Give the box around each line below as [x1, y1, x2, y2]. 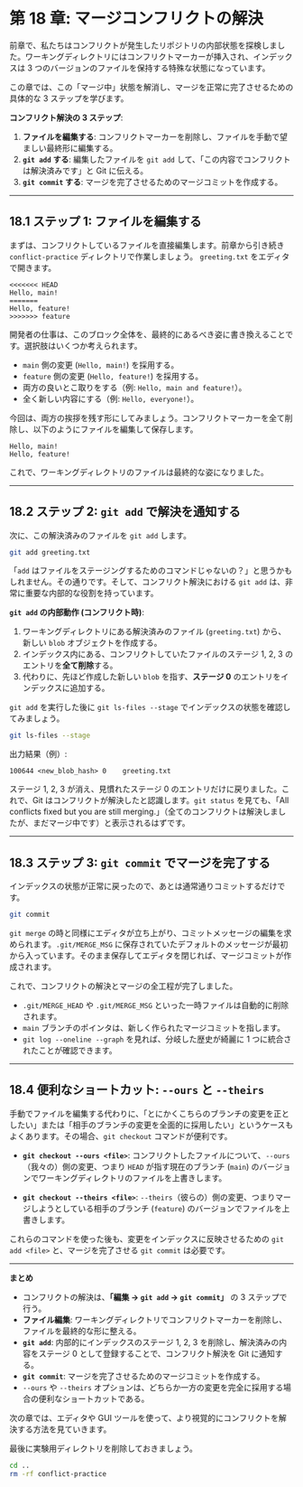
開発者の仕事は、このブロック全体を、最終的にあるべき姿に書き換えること [9, 329, 286, 340]
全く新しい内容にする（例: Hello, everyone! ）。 [22, 393, 199, 404]
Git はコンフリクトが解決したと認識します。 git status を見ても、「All [32, 795, 289, 806]
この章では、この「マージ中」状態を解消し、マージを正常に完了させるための [9, 81, 294, 92]
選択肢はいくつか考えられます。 [23, 340, 142, 351]
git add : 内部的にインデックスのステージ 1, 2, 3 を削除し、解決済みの [22, 1336, 280, 1347]
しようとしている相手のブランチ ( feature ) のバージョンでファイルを [30, 1202, 282, 1213]
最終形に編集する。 [46, 142, 118, 154]
